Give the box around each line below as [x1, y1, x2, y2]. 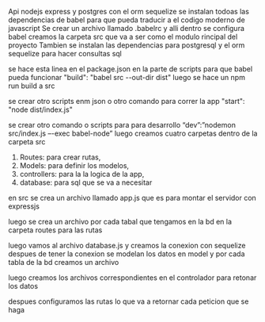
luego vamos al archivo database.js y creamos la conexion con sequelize [8, 241, 246, 250]
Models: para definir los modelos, [19, 161, 129, 170]
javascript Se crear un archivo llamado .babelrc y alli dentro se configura [8, 24, 245, 33]
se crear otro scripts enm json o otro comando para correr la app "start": [8, 97, 245, 105]
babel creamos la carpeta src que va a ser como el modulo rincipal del [8, 32, 238, 41]
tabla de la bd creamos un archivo [8, 258, 119, 266]
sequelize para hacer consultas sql [8, 49, 123, 58]
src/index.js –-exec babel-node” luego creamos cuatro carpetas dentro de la [8, 128, 258, 138]
